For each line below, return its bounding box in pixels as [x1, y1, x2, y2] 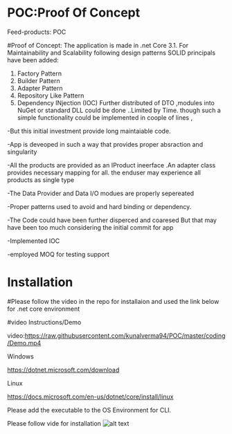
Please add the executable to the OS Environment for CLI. [7, 406, 172, 414]
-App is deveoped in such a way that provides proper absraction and [7, 140, 203, 148]
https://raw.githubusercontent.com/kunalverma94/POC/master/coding [24, 331, 226, 340]
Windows [7, 352, 35, 361]
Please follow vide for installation [7, 419, 102, 427]
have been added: [7, 55, 59, 64]
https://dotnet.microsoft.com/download [7, 365, 120, 374]
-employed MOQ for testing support [7, 250, 109, 258]
